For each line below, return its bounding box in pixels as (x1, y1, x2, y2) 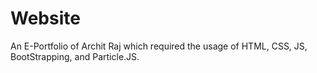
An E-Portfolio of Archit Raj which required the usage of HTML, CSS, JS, (10, 40, 308, 52)
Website (10, 7, 81, 30)
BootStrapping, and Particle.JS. (10, 50, 140, 62)
